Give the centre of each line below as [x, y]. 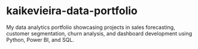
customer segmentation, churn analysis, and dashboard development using [99, 33]
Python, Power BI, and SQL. [40, 40]
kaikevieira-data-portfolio [72, 11]
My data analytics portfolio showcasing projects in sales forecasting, [91, 27]
